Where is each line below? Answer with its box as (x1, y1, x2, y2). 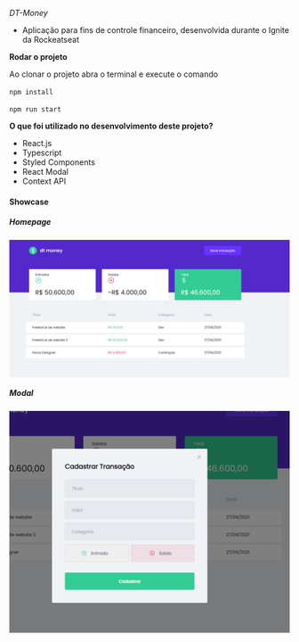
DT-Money (9, 8, 49, 18)
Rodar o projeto (9, 52, 68, 62)
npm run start (9, 105, 62, 114)
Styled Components (21, 157, 96, 168)
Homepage (9, 217, 52, 227)
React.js (21, 138, 53, 148)
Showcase (9, 196, 49, 207)
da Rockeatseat (21, 35, 80, 45)
